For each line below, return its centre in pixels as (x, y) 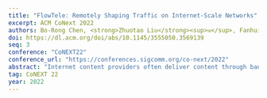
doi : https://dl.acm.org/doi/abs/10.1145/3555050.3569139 (106, 38)
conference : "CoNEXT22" (48, 52)
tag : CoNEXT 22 (33, 74)
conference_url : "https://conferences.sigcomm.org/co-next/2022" (118, 60)
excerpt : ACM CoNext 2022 (51, 23)
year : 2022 (26, 81)
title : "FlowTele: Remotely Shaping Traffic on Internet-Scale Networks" (133, 15)
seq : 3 (19, 45)
